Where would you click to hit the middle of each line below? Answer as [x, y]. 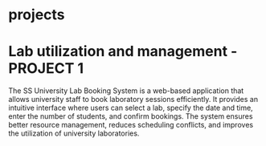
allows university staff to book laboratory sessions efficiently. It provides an [133, 99]
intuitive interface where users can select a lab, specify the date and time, [131, 108]
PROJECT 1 [46, 69]
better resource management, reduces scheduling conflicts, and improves [131, 125]
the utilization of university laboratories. [74, 133]
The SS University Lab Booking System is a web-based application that [126, 91]
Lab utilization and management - [123, 52]
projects [37, 15]
